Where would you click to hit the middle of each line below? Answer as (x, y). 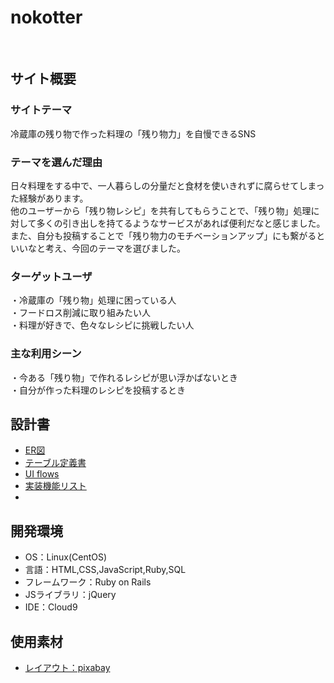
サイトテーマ (41, 110)
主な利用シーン (46, 354)
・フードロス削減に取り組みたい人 (80, 313)
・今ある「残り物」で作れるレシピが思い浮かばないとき (124, 377)
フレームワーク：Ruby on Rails (88, 582)
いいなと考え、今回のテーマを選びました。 (98, 248)
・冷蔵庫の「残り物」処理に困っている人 (93, 300)
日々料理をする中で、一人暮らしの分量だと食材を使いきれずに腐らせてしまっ (167, 185)
